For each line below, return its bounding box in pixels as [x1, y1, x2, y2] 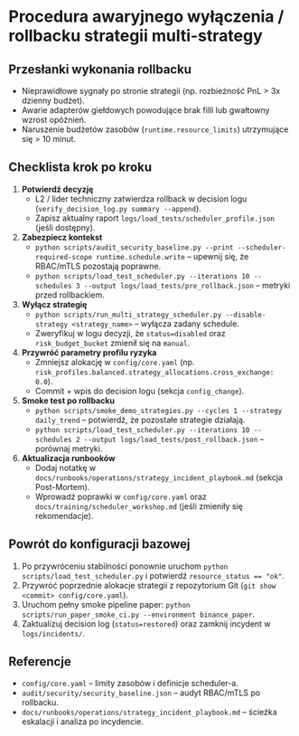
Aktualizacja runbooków [21, 452, 116, 463]
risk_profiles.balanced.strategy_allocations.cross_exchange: [34, 368, 275, 377]
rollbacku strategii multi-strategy [8, 25, 263, 46]
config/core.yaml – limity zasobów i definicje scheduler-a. [21, 678, 238, 689]
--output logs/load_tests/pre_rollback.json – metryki [83, 279, 291, 290]
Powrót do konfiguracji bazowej [8, 536, 191, 552]
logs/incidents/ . [21, 627, 86, 638]
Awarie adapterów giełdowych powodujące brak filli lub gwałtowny [21, 105, 270, 115]
